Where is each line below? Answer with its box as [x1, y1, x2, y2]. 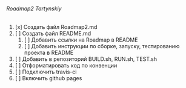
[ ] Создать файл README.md [15, 30, 91, 37]
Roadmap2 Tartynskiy [6, 5, 62, 12]
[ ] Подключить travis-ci [15, 68, 77, 75]
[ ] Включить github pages [15, 75, 82, 82]
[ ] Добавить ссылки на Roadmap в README [24, 36, 138, 43]
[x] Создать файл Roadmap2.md [15, 24, 98, 31]
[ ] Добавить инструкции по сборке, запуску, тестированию [24, 43, 180, 50]
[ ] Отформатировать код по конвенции [15, 62, 118, 69]
